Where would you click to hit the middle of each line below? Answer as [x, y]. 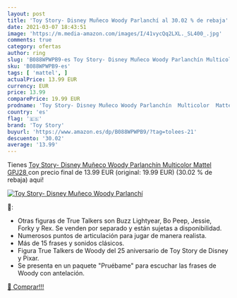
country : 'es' [28, 112]
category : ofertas [34, 46]
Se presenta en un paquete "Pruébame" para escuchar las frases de [117, 266]
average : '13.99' [33, 145]
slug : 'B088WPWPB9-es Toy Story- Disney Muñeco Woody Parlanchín [105, 60]
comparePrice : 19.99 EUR [44, 99]
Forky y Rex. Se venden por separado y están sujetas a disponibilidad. [120, 228]
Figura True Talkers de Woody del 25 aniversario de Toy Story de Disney [123, 251]
